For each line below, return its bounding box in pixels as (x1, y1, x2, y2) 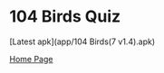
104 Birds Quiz (9, 6, 121, 27)
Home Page (9, 53, 53, 64)
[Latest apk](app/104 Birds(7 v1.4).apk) (9, 36, 156, 47)
